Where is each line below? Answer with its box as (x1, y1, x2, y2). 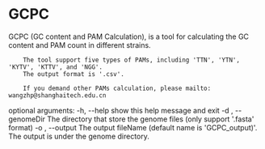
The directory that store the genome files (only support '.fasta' (47, 114, 254, 124)
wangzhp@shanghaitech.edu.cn (8, 91, 107, 100)
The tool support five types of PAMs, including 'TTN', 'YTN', (23, 56, 241, 64)
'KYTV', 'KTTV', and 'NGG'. (8, 62, 103, 71)
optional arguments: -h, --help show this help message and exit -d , (8, 105, 233, 115)
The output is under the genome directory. (8, 131, 149, 141)
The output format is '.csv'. (23, 70, 125, 78)
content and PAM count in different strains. (8, 40, 151, 49)
